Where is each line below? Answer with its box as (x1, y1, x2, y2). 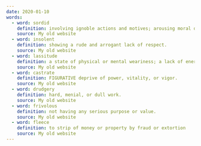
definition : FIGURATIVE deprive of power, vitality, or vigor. (17, 75, 178, 81)
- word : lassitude (11, 53, 58, 59)
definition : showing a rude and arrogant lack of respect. (17, 42, 167, 48)
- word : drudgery (11, 86, 55, 92)
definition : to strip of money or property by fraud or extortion (17, 125, 186, 131)
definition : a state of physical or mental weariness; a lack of (17, 58, 184, 64)
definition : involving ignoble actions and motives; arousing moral (17, 25, 191, 32)
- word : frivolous (11, 102, 58, 109)
